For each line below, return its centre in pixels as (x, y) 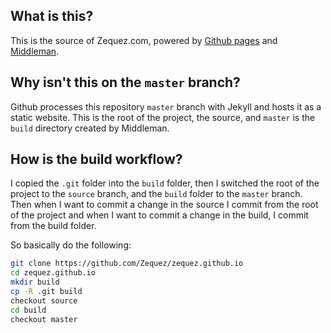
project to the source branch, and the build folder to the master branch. (156, 194)
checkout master (44, 319)
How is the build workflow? (96, 159)
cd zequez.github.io (53, 273)
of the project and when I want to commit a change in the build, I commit (159, 215)
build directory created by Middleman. (90, 128)
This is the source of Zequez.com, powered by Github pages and (144, 40)
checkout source (44, 300)
